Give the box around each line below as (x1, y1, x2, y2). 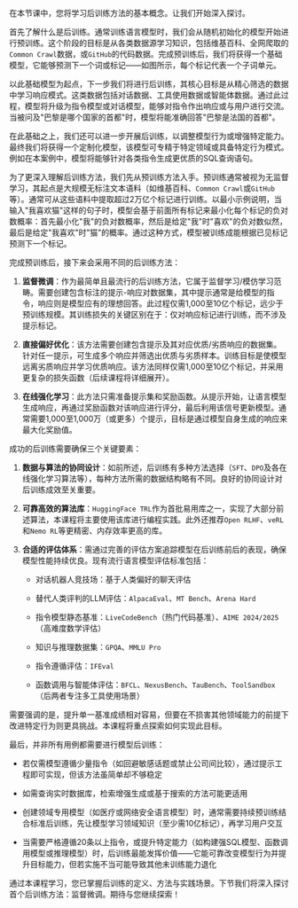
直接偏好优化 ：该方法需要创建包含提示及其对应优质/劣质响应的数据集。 (21, 340, 282, 349)
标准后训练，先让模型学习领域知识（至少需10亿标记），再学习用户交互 (29, 818, 284, 828)
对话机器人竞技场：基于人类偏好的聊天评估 (35, 575, 192, 584)
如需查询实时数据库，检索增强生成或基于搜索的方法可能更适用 (21, 788, 248, 798)
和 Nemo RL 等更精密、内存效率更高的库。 (21, 526, 167, 536)
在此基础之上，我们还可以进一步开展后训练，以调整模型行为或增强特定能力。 (9, 131, 289, 141)
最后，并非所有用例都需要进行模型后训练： (9, 740, 165, 749)
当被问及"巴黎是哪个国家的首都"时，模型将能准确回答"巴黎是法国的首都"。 (9, 112, 281, 122)
